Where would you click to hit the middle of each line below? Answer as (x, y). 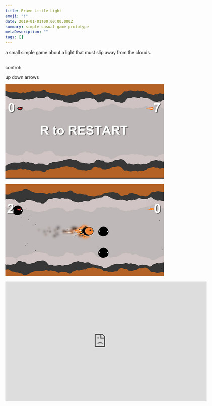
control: (13, 67)
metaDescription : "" (27, 32)
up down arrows (22, 77)
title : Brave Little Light (33, 11)
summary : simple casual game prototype (47, 27)
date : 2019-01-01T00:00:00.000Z (39, 21)
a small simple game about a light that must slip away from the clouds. (78, 52)
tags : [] (14, 37)
